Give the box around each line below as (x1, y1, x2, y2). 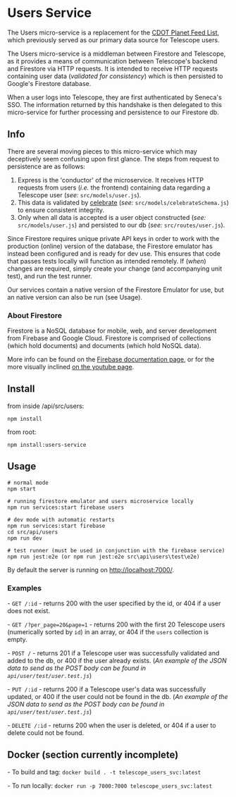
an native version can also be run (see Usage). (7, 292, 143, 301)
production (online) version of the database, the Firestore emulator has (7, 242, 213, 250)
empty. (7, 635, 28, 643)
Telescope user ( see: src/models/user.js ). (17, 190, 142, 199)
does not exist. (7, 606, 51, 614)
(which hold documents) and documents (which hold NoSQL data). (7, 342, 201, 350)
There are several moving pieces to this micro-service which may (7, 147, 197, 156)
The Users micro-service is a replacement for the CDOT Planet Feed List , (7, 28, 220, 37)
